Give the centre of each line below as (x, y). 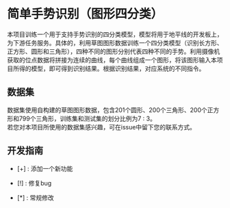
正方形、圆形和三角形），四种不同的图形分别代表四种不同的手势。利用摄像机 (114, 51)
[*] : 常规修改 (35, 197)
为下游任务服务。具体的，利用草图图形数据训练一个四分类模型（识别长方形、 (115, 42)
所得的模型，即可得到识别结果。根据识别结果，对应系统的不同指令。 (109, 68)
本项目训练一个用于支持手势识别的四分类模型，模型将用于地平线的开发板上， (115, 34)
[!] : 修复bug (34, 183)
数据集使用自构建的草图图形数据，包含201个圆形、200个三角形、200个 (107, 109)
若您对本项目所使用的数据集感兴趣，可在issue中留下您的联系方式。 (102, 127)
